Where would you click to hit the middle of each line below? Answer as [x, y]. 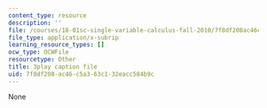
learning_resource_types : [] [56, 45]
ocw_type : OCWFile [39, 52]
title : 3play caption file [53, 67]
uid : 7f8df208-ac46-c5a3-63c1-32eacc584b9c [81, 74]
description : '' [35, 23]
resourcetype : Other [43, 60]
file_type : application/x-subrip [64, 37]
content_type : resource [48, 15]
